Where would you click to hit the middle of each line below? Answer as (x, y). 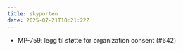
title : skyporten (33, 14)
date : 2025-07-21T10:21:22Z (49, 20)
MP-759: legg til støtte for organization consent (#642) (97, 40)
